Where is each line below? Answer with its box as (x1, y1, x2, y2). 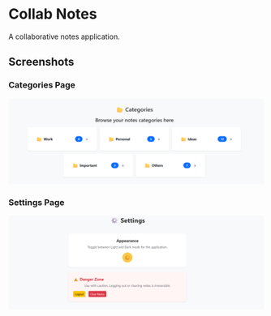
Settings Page (8, 196, 65, 207)
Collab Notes (8, 5, 97, 23)
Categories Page (8, 79, 75, 91)
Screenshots (8, 55, 75, 69)
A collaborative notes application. (8, 32, 120, 41)
